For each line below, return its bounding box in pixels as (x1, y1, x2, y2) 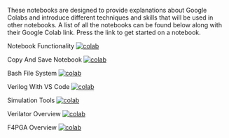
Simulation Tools (7, 96, 55, 104)
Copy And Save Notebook (7, 55, 83, 64)
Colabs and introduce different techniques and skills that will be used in (7, 13, 214, 22)
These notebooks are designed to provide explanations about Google (7, 6, 207, 14)
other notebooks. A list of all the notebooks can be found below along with (7, 21, 223, 29)
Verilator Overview (7, 110, 61, 118)
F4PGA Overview (7, 123, 57, 132)
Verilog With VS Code (7, 83, 70, 90)
